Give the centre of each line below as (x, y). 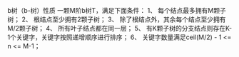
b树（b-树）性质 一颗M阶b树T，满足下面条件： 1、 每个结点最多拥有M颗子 (117, 10)
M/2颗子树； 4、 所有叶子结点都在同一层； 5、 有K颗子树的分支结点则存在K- (120, 28)
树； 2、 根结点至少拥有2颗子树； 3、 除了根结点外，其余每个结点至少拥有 (117, 19)
